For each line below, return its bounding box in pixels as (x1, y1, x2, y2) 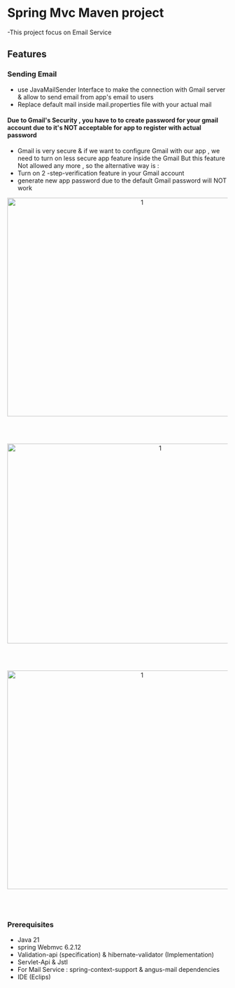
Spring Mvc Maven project (7, 5, 164, 21)
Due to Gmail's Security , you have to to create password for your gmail (7, 116, 219, 125)
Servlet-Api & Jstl (17, 958, 69, 966)
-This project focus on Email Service (7, 28, 112, 36)
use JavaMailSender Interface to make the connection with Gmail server (17, 85, 226, 94)
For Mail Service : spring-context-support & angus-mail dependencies (17, 966, 220, 974)
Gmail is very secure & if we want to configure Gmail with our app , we (17, 146, 220, 155)
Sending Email (7, 69, 57, 79)
